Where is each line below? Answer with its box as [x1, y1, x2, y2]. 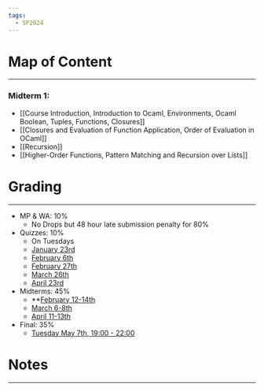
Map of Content [8, 53, 112, 71]
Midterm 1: [8, 90, 49, 101]
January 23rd [31, 245, 75, 254]
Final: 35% [19, 319, 55, 329]
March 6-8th [31, 303, 72, 312]
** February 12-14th [31, 294, 96, 304]
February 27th [31, 261, 78, 271]
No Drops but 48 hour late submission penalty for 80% [31, 219, 210, 229]
